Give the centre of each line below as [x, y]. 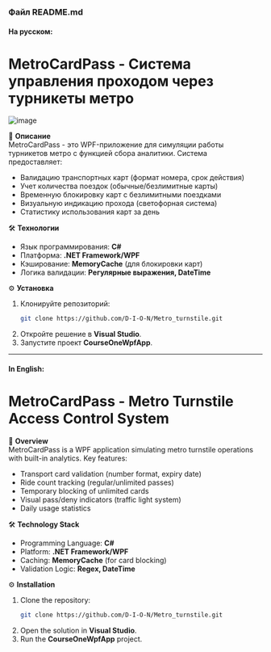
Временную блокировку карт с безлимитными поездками [121, 195]
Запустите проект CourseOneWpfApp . [86, 343]
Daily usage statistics [55, 508]
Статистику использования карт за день [90, 212]
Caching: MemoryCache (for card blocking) [93, 560]
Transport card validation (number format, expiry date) [110, 473]
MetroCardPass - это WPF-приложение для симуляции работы [116, 145]
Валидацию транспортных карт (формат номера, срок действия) [132, 178]
